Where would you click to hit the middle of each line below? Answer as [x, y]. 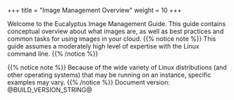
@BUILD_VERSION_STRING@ [50, 90]
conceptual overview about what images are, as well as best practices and [116, 31]
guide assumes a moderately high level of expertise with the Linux [103, 46]
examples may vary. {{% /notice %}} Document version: [89, 82]
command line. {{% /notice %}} [53, 54]
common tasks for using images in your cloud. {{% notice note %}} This [112, 39]
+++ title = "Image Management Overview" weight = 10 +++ [94, 10]
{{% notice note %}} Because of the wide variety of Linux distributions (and [117, 67]
